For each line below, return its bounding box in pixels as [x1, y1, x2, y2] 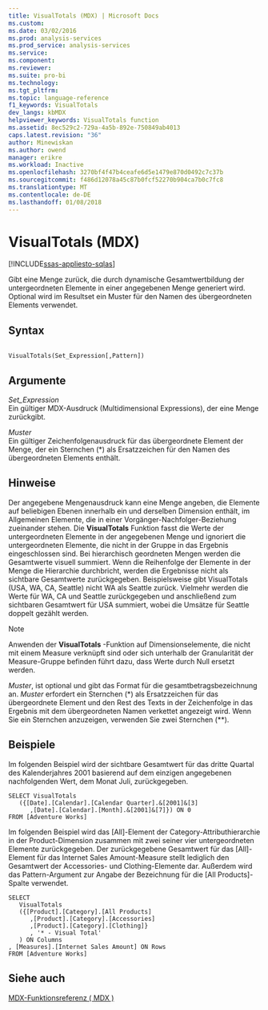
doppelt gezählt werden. [8, 608, 90, 618]
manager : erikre [8, 153, 62, 161]
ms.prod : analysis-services [8, 34, 102, 43]
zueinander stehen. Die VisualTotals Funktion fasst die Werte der [8, 523, 224, 533]
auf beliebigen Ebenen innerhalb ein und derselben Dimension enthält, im [8, 506, 250, 516]
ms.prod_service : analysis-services [8, 42, 130, 50]
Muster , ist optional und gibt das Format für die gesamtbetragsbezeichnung [8, 680, 258, 690]
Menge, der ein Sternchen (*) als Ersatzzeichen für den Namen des [8, 444, 230, 454]
